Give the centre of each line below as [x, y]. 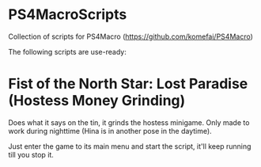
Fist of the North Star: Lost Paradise [128, 84]
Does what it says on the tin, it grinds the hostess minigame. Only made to [129, 122]
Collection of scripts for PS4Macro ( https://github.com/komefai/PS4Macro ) [130, 36]
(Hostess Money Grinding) [97, 101]
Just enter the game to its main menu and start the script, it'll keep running [130, 146]
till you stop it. [31, 154]
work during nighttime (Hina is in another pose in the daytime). [110, 131]
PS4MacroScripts [68, 15]
